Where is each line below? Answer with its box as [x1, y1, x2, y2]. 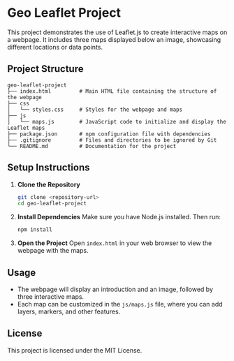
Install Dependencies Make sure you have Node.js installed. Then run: [17, 213, 221, 221]
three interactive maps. [17, 293, 85, 301]
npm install [17, 226, 52, 233]
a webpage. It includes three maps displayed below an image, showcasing [7, 35, 221, 43]
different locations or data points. [7, 43, 103, 51]
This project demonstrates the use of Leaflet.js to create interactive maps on [7, 28, 228, 36]
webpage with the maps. [17, 246, 89, 255]
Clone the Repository [17, 180, 80, 189]
